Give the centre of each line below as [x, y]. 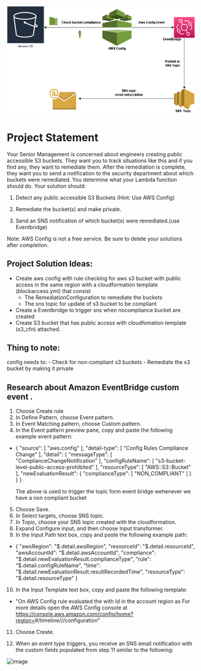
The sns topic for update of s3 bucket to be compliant [90, 304]
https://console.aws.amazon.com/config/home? [74, 614]
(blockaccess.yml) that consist [53, 291]
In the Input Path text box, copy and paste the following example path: [101, 535]
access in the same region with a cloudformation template [87, 285]
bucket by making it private [40, 368]
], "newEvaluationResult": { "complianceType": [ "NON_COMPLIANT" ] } [103, 474]
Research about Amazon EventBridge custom [93, 387]
